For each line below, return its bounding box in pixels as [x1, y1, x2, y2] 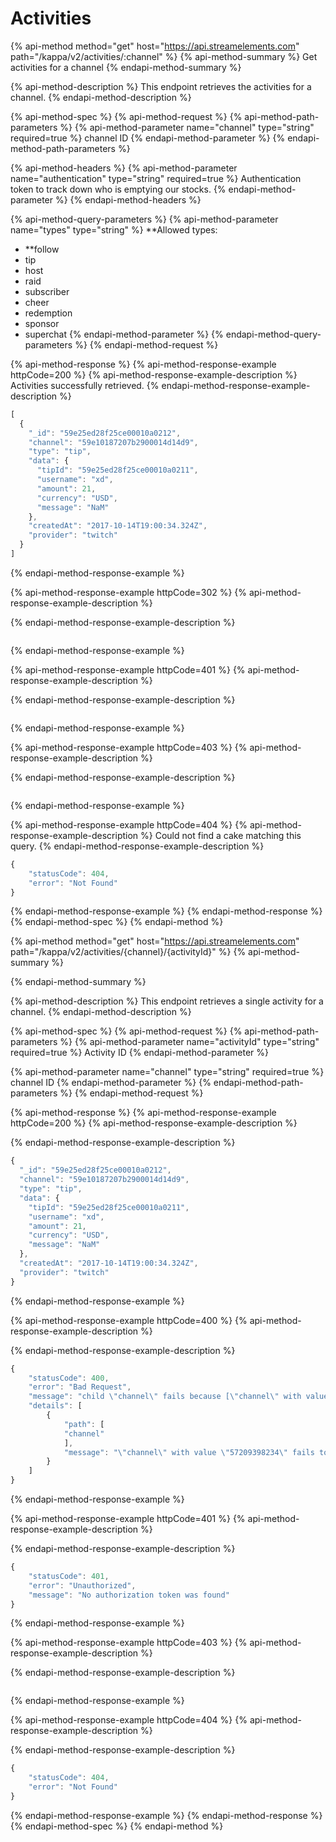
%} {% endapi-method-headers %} [54, 193, 202, 206]
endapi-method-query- [225, 328, 322, 340]
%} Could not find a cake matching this [140, 829, 302, 841]
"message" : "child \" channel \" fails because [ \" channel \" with [28, 1392, 302, 1402]
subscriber [24, 285, 70, 297]
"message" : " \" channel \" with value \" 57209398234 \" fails [63, 1447, 315, 1457]
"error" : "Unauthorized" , [28, 1580, 137, 1591]
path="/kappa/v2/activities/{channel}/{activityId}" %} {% [10, 946, 247, 958]
